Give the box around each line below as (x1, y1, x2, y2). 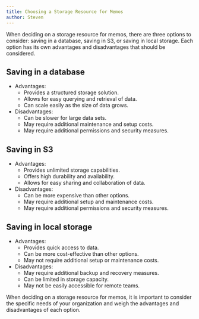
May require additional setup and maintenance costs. (23, 198, 154, 206)
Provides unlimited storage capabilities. (23, 166, 121, 174)
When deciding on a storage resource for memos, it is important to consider (6, 293, 192, 301)
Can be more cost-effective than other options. (23, 250, 139, 257)
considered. (6, 49, 36, 57)
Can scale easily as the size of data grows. (23, 102, 129, 109)
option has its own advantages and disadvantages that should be (6, 43, 166, 51)
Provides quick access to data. (23, 244, 99, 251)
